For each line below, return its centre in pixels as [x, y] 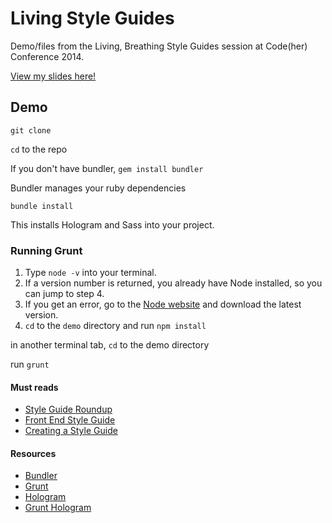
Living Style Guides [92, 18]
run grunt [30, 364]
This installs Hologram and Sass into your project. [112, 224]
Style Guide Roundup [68, 409]
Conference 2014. [47, 56]
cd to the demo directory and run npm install [115, 326]
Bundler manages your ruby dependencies [98, 188]
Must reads [34, 387]
